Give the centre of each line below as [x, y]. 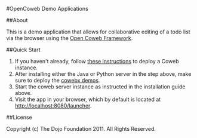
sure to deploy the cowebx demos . [57, 80]
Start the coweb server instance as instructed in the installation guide [100, 87]
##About [17, 20]
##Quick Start [23, 50]
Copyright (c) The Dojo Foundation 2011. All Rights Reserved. [81, 129]
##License [19, 117]
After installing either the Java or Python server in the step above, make [103, 74]
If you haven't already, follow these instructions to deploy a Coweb [97, 61]
